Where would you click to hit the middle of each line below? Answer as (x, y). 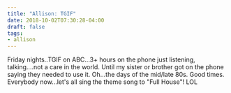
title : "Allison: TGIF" (42, 14)
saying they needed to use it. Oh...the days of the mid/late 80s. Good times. (116, 75)
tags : (15, 33)
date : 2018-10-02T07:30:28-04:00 (56, 20)
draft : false (26, 27)
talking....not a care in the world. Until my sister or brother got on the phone (116, 67)
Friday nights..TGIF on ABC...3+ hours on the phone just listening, (101, 59)
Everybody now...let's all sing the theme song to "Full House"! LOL (102, 82)
